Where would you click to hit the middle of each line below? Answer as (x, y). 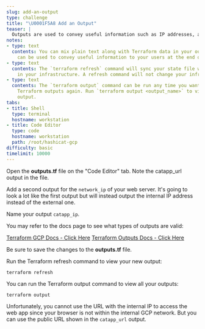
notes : (15, 40)
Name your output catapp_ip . (43, 214)
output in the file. (28, 177)
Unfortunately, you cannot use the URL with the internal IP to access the (97, 306)
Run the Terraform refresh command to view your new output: (84, 261)
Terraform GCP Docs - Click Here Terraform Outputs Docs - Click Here (95, 238)
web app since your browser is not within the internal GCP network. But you (102, 313)
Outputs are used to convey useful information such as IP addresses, (103, 35)
